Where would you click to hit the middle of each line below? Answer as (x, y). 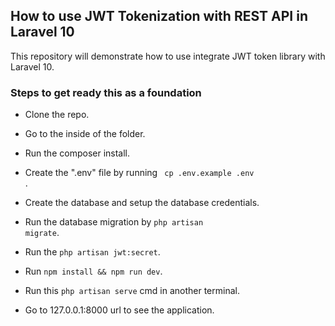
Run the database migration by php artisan (114, 222)
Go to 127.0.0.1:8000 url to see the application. (119, 310)
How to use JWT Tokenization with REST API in (159, 16)
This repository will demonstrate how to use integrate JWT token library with (168, 56)
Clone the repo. (57, 115)
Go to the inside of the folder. (85, 134)
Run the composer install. (77, 153)
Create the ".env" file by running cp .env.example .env (139, 173)
